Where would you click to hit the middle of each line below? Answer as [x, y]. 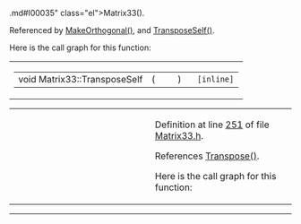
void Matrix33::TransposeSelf [81, 79]
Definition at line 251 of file [213, 125]
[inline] [215, 79]
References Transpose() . [207, 156]
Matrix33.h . [180, 136]
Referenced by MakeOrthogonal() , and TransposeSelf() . [112, 30]
